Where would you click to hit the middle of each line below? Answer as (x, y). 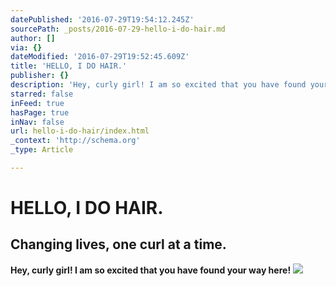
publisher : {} (40, 76)
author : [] (33, 38)
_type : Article (42, 150)
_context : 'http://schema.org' (75, 141)
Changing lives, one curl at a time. (118, 244)
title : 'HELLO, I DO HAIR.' (69, 66)
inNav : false (37, 122)
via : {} (26, 47)
